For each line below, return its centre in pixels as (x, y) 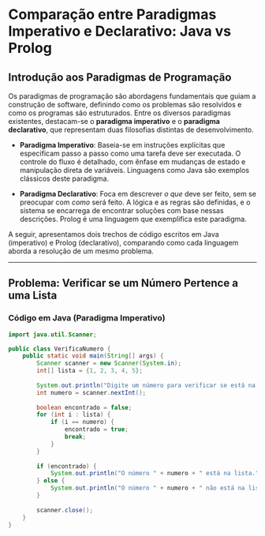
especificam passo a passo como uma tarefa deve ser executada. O (130, 153)
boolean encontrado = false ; (84, 407)
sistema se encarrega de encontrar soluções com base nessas (121, 210)
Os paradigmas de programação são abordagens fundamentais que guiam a (132, 96)
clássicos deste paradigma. (64, 178)
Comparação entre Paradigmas (112, 15)
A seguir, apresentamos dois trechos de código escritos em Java (114, 234)
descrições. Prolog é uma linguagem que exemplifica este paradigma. (133, 219)
